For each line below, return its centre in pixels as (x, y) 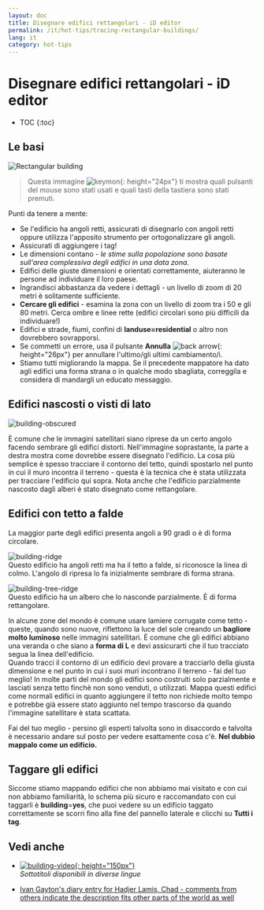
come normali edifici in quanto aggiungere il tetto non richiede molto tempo (130, 696)
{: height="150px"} (105, 866)
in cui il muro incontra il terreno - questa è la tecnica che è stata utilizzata (127, 472)
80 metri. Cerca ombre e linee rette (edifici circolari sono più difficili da (134, 312)
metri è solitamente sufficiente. (70, 296)
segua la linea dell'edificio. (51, 654)
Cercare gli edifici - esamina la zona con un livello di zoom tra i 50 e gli (135, 304)
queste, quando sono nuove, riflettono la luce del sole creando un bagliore (130, 628)
